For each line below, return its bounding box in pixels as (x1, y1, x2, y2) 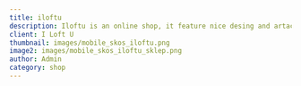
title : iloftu (9, 13, 63, 22)
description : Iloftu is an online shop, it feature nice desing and (9, 21, 271, 30)
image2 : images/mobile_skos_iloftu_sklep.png (9, 47, 182, 56)
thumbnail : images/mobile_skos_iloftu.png (9, 38, 170, 47)
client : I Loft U (9, 30, 74, 39)
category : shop (9, 64, 66, 73)
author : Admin (9, 55, 63, 64)
